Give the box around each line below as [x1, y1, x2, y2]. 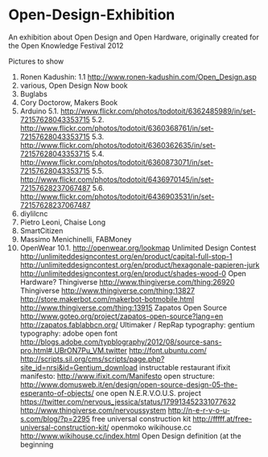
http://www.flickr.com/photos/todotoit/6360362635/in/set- [19, 140, 216, 150]
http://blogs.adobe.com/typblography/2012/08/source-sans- [19, 336, 222, 347]
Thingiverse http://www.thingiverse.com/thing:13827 [19, 286, 196, 295]
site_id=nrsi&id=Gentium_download [19, 362, 138, 372]
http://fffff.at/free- [192, 414, 252, 423]
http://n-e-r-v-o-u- [167, 405, 231, 415]
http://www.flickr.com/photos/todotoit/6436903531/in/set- [19, 191, 215, 201]
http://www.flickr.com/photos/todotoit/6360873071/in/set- [19, 157, 214, 167]
